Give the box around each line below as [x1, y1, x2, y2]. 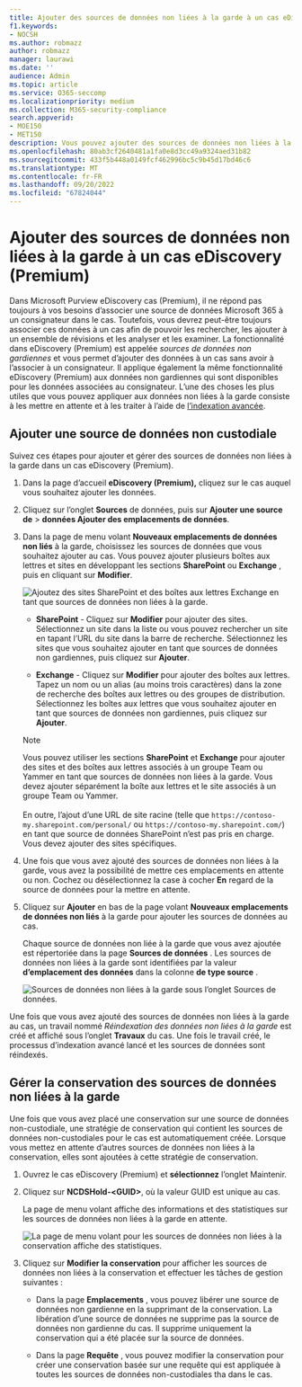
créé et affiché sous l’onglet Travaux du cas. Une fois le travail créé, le [9, 1030, 271, 1041]
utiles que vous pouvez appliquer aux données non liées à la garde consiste [9, 390, 290, 401]
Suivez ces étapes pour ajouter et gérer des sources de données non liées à [9, 450, 292, 461]
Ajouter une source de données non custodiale [9, 426, 277, 441]
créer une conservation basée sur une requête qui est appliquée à [35, 1359, 281, 1370]
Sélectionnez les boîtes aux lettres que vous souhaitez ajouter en [35, 698, 277, 708]
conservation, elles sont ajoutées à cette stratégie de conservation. [9, 1151, 259, 1162]
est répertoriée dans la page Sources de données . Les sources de [22, 947, 271, 958]
